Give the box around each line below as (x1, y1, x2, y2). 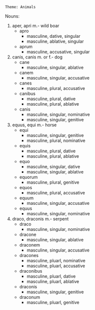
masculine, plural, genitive (26, 179, 79, 185)
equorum (19, 174, 38, 180)
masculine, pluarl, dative (26, 273, 76, 279)
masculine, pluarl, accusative (26, 263, 85, 269)
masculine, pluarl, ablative (26, 279, 79, 284)
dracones (19, 253, 39, 258)
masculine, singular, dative (26, 164, 80, 169)
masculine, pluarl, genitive (26, 300, 79, 305)
